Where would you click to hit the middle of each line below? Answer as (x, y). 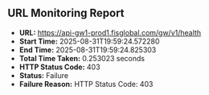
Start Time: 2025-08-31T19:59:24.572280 (89, 41)
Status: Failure (44, 75)
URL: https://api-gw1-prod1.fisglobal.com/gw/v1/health (110, 32)
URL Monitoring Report (66, 13)
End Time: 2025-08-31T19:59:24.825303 (88, 50)
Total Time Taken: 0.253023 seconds (82, 58)
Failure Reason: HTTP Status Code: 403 (86, 84)
